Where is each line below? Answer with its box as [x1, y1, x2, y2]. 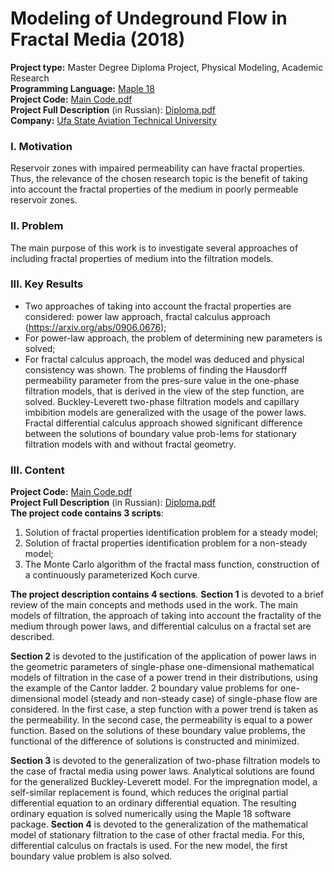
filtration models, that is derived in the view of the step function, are [24, 385, 305, 397]
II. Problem [10, 219, 64, 233]
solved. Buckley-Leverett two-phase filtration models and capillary [24, 395, 300, 407]
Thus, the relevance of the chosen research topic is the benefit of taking [10, 173, 308, 185]
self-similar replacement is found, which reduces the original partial [10, 787, 289, 799]
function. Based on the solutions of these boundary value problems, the [10, 725, 306, 737]
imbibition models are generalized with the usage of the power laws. [24, 406, 307, 418]
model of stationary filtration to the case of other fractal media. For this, [10, 829, 306, 841]
